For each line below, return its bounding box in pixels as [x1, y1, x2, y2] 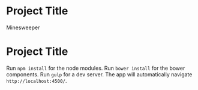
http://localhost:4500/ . [6, 77, 67, 84]
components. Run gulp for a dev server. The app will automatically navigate [6, 70, 193, 78]
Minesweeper [6, 24, 40, 31]
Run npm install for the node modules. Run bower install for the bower [6, 64, 185, 72]
